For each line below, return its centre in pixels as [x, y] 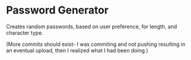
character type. [25, 32]
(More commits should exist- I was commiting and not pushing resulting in [96, 44]
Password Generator [57, 10]
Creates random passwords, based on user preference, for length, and [92, 26]
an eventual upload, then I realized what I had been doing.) [77, 50]
